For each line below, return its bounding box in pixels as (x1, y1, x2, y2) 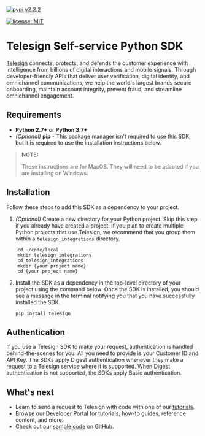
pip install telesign (15, 310, 71, 316)
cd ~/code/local (17, 247, 60, 253)
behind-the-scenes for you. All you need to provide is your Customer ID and (6, 350, 199, 357)
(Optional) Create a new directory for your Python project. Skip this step (15, 215, 198, 223)
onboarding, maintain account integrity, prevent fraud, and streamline (6, 85, 182, 93)
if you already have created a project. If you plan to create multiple (15, 221, 184, 229)
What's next (6, 387, 54, 397)
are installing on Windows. (21, 169, 88, 177)
